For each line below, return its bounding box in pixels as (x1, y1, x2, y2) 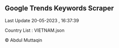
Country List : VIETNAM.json (5, 27, 65, 33)
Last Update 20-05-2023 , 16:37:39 (5, 17, 79, 23)
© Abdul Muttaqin (5, 37, 43, 43)
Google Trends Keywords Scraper (5, 4, 114, 13)
